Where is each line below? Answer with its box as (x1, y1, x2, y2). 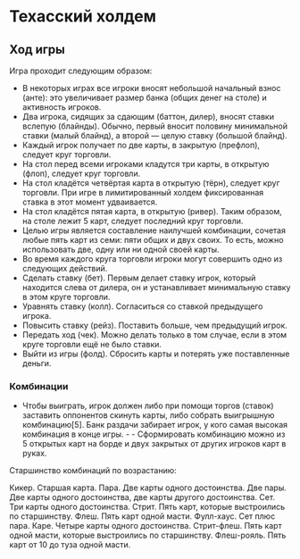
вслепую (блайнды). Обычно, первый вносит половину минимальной (21, 121, 288, 131)
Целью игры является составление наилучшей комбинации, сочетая (21, 225, 286, 236)
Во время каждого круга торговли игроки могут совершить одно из (21, 254, 283, 264)
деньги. (21, 358, 52, 368)
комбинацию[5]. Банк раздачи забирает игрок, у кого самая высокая (21, 420, 288, 430)
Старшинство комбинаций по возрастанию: (9, 465, 177, 476)
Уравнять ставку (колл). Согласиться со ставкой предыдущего (21, 301, 263, 312)
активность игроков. (21, 102, 102, 113)
